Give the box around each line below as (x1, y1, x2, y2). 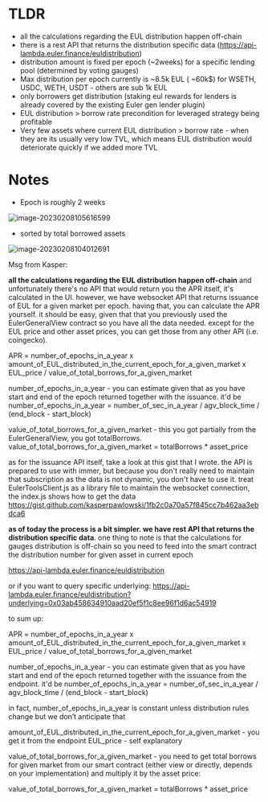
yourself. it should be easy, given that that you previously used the (8, 309, 228, 319)
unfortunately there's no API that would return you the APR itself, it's (8, 283, 234, 294)
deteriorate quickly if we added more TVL (19, 142, 158, 152)
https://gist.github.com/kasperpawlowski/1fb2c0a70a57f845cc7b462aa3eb (8, 500, 259, 509)
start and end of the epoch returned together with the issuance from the (8, 670, 247, 680)
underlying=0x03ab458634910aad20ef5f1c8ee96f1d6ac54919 (8, 598, 217, 607)
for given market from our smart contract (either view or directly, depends (8, 759, 253, 769)
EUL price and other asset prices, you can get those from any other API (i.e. (8, 327, 259, 336)
